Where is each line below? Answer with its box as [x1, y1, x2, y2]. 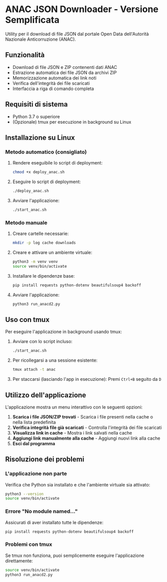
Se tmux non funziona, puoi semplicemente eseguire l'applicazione [5, 552, 144, 558]
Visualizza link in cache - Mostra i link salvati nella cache [12, 430, 132, 436]
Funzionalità [5, 51, 45, 59]
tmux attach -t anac [12, 367, 56, 372]
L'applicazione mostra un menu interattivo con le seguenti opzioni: [5, 404, 143, 410]
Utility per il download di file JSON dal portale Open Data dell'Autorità [5, 31, 149, 37]
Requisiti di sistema [5, 100, 68, 109]
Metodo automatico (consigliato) [5, 148, 87, 155]
